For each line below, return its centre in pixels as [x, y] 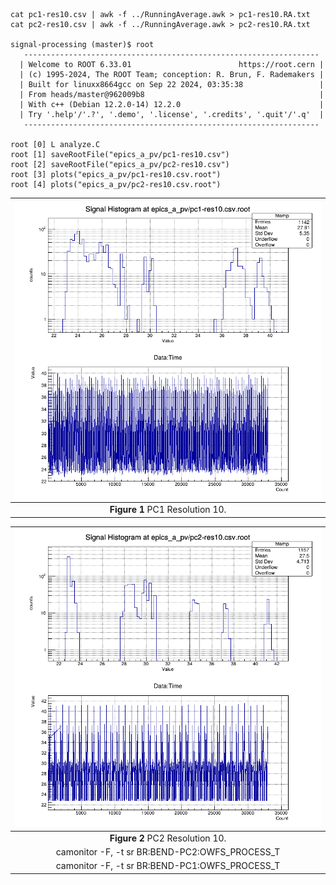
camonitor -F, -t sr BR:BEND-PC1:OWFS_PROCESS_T [168, 866]
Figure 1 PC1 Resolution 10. [168, 510]
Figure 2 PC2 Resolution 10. [168, 838]
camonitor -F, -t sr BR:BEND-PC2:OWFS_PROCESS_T [168, 852]
